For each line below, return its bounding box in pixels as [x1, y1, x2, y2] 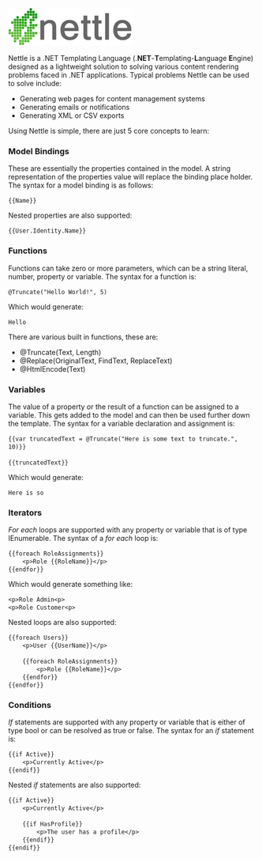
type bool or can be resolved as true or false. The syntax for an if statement [8, 726, 254, 736]
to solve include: [8, 79, 62, 88]
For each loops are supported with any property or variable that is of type [8, 525, 248, 535]
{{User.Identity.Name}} [8, 227, 87, 235]
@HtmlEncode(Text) [19, 364, 86, 373]
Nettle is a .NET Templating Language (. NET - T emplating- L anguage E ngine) [8, 54, 254, 62]
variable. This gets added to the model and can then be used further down [8, 410, 250, 419]
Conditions [8, 700, 51, 711]
